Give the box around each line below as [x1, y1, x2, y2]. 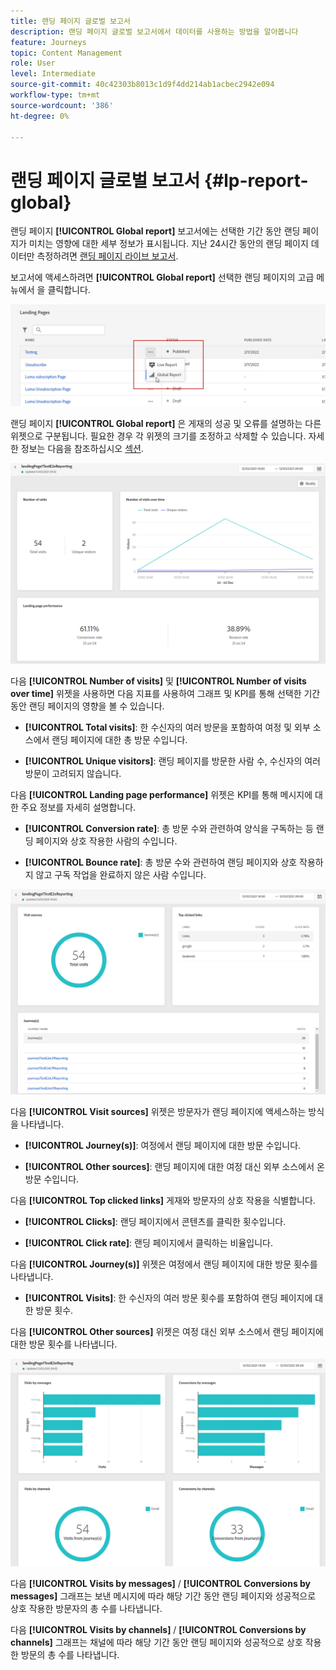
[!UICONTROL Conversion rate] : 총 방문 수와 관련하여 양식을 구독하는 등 [24, 822, 314, 834]
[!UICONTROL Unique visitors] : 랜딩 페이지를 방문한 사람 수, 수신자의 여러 [24, 755, 321, 767]
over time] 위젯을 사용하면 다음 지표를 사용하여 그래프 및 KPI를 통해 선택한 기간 [10, 687, 321, 699]
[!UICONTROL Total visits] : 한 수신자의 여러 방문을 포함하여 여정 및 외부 [24, 721, 311, 733]
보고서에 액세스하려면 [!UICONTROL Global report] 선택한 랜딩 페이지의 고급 [10, 271, 315, 284]
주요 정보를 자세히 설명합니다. [20, 801, 137, 813]
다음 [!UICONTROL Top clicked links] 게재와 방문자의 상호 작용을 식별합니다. [10, 1194, 316, 1206]
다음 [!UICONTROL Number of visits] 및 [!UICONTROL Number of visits [10, 675, 307, 687]
